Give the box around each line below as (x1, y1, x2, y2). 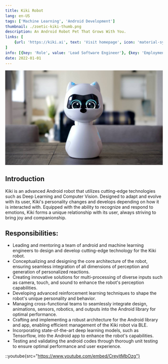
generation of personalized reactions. (12, 269, 90, 275)
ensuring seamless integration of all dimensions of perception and (12, 263, 149, 270)
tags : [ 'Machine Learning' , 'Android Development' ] (5, 19, 115, 24)
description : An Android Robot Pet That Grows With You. (5, 29, 126, 35)
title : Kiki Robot (5, 8, 43, 13)
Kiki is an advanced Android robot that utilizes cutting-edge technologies (5, 188, 156, 194)
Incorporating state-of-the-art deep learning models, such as (12, 327, 139, 333)
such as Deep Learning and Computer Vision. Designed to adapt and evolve (5, 193, 161, 199)
